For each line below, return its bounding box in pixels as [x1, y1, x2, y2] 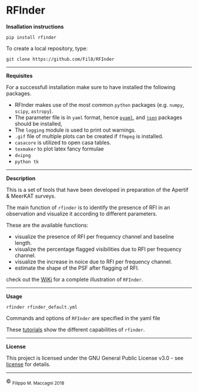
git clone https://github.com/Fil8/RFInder [6, 56, 115, 62]
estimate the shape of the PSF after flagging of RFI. [14, 264, 140, 272]
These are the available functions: [6, 221, 88, 228]
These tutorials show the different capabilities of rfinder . [6, 326, 146, 333]
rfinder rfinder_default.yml [6, 304, 78, 310]
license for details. [6, 361, 51, 368]
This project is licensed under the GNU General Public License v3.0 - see [6, 354, 184, 361]
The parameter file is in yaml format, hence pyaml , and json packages [14, 113, 183, 121]
